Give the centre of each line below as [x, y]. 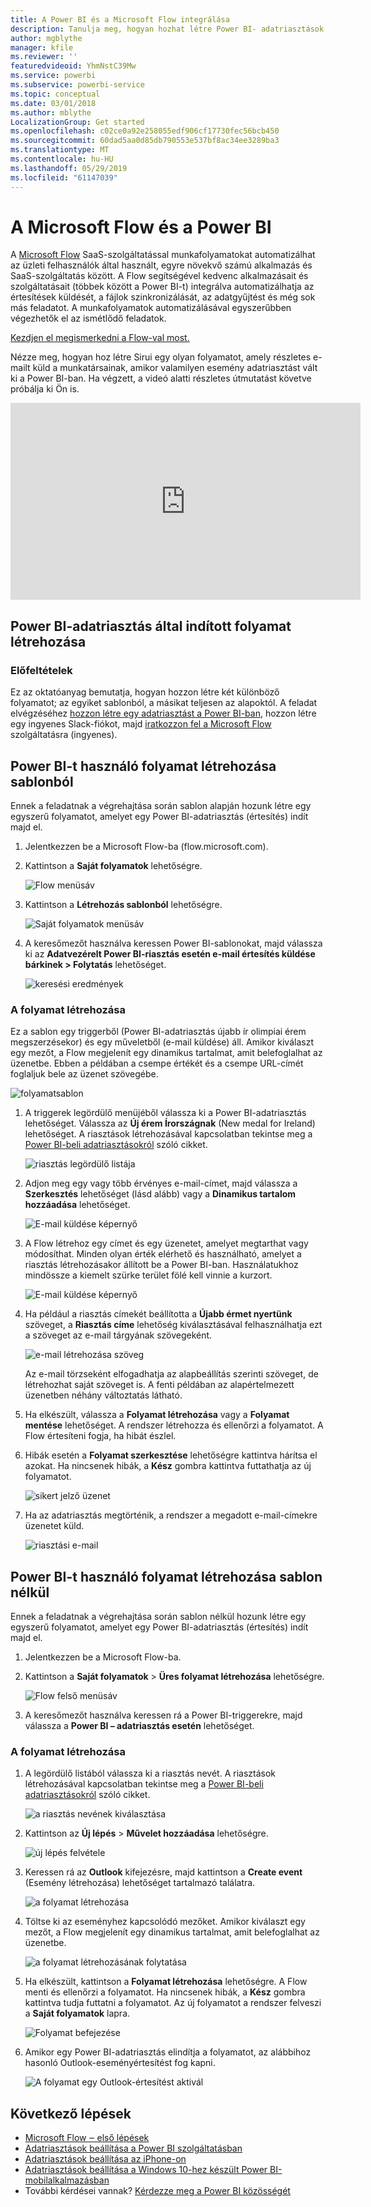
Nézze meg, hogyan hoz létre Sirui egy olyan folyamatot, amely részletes [161, 357]
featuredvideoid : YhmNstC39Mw [73, 66]
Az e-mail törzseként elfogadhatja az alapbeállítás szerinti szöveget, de [171, 1374]
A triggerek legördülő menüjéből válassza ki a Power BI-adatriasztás [165, 1113]
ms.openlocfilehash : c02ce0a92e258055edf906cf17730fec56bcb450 [145, 131]
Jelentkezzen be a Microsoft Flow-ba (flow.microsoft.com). [146, 846]
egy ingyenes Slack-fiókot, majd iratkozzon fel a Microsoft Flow [141, 724]
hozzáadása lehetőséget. [77, 1205]
